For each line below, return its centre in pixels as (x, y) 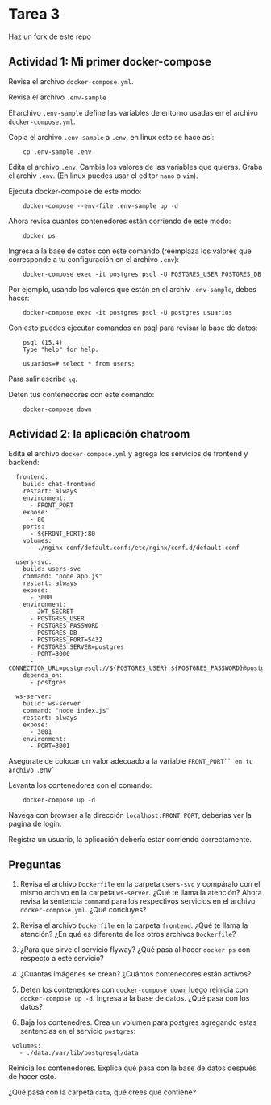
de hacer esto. (32, 1077)
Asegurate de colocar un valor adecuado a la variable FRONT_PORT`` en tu (131, 760)
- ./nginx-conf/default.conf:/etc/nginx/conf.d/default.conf (135, 548)
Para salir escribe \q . (43, 379)
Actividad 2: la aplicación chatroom (99, 434)
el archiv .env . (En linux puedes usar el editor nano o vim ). (104, 176)
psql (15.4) (43, 342)
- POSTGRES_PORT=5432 (66, 640)
